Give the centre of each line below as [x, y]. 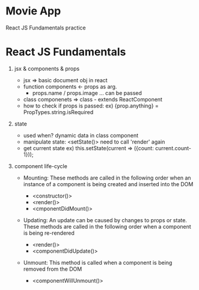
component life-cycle [41, 166]
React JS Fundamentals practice [46, 28]
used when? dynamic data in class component [81, 135]
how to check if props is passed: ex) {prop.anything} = [91, 106]
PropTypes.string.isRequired [58, 112]
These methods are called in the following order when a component [107, 226]
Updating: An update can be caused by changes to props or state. [105, 220]
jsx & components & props [47, 68]
